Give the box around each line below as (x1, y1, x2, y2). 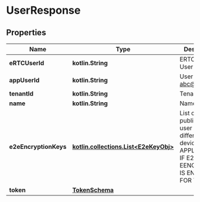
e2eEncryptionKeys (9, 143, 67, 151)
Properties (6, 27, 46, 38)
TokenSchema (72, 186, 114, 194)
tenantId (9, 90, 34, 97)
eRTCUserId (9, 59, 45, 67)
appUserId (9, 76, 40, 84)
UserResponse (6, 4, 81, 17)
